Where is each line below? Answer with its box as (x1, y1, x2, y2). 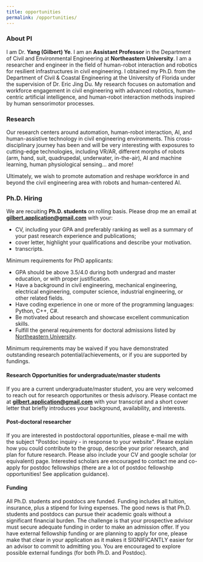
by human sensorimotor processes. (6, 99, 95, 107)
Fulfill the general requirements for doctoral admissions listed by (15, 326, 176, 334)
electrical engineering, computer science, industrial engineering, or (15, 288, 184, 296)
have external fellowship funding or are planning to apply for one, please (6, 530, 188, 537)
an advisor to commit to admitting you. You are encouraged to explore (6, 543, 181, 550)
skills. (15, 320, 30, 328)
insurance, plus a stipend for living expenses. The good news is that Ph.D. (6, 504, 191, 511)
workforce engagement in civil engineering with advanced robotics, (6, 87, 175, 94)
